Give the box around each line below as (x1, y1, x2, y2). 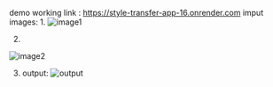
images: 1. (9, 17, 46, 27)
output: (21, 68, 49, 78)
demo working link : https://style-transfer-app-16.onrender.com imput (9, 8, 264, 18)
